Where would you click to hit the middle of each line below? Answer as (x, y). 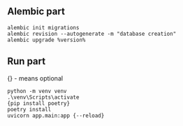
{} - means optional (35, 78)
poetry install (29, 109)
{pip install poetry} (39, 103)
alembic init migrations (43, 27)
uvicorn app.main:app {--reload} (56, 115)
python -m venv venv (37, 91)
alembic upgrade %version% (46, 40)
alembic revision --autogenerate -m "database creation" (92, 34)
